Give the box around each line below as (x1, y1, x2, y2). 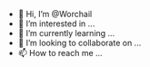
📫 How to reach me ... (17, 48, 103, 58)
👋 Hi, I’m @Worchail (17, 9, 93, 19)
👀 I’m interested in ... (17, 18, 95, 29)
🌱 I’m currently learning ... (17, 28, 115, 38)
